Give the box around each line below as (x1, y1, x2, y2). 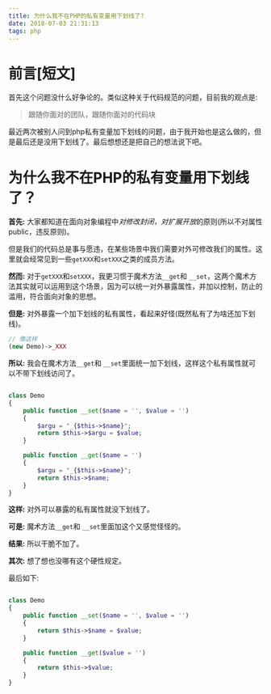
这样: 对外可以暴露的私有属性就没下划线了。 (8, 505, 155, 514)
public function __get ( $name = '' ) (23, 451, 143, 459)
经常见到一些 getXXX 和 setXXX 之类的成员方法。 (29, 254, 179, 264)
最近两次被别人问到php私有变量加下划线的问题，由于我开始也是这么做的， (8, 127, 255, 137)
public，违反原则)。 (8, 227, 74, 237)
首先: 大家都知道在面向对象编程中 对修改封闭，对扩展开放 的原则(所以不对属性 (8, 217, 263, 226)
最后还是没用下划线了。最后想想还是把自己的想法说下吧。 (15, 137, 206, 146)
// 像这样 (8, 335, 38, 344)
